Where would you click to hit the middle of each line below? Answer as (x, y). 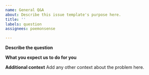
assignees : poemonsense (30, 29)
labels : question (24, 24)
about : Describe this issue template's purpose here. (63, 15)
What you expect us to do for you (41, 58)
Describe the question (29, 48)
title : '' (16, 19)
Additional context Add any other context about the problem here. (75, 67)
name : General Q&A (25, 10)
